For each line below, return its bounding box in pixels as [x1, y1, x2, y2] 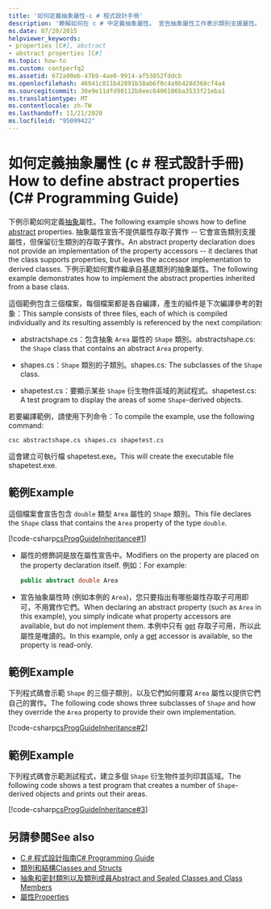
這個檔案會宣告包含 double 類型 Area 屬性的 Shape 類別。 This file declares [8, 509, 252, 518]
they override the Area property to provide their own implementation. [8, 707, 236, 717]
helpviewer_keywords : [8, 34, 81, 43]
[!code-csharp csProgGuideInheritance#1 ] [8, 534, 147, 543]
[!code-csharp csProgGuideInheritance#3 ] [8, 805, 148, 815]
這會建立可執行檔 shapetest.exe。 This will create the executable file [8, 451, 234, 461]
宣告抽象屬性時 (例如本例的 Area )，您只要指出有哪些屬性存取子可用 [19, 592, 242, 601]
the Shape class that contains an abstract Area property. [19, 343, 204, 353]
